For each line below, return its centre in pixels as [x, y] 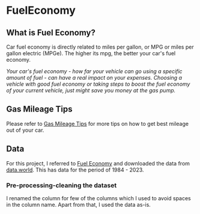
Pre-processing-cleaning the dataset [62, 185]
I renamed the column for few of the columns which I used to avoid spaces [98, 198]
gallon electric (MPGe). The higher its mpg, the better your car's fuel [91, 53]
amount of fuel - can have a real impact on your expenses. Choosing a [94, 78]
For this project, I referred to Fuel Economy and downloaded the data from [98, 163]
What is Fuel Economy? [51, 33]
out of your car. [25, 130]
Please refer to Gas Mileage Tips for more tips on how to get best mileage [98, 123]
